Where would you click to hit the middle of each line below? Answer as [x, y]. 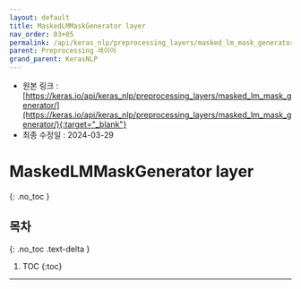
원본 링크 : [40, 85]
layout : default [39, 17]
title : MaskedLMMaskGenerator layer [77, 26]
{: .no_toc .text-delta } [50, 249]
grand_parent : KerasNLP [54, 59]
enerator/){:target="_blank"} [74, 124]
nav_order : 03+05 [42, 34]
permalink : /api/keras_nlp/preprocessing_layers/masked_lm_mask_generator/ [154, 42]
